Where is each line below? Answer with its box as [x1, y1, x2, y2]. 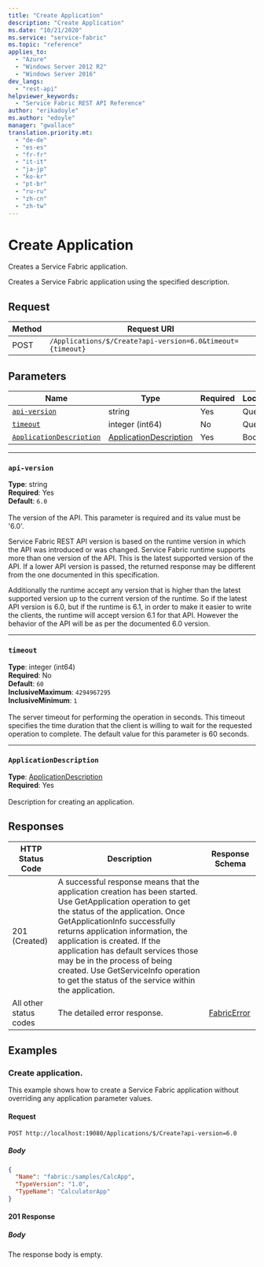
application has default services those [57, 945, 199, 956]
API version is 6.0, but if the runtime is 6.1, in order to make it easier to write [8, 602, 252, 611]
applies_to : [8, 48, 47, 56]
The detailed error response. [57, 1007, 163, 1018]
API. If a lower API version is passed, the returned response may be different [8, 562, 256, 571]
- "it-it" [15, 158, 47, 166]
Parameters [8, 370, 67, 383]
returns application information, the [57, 925, 189, 936]
